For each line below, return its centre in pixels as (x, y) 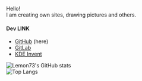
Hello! (13, 9)
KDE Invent (29, 54)
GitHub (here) (31, 41)
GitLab (23, 48)
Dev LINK (18, 28)
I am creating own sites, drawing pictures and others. (71, 15)
